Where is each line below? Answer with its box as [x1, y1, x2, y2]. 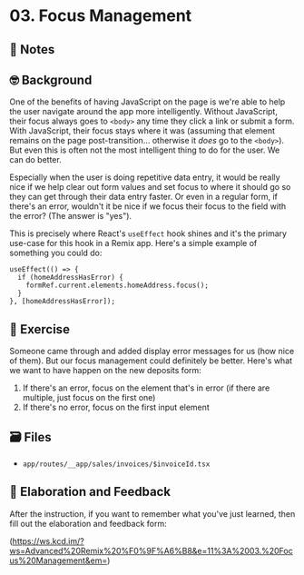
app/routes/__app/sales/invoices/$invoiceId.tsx [22, 460, 211, 469]
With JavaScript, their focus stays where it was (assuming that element [9, 125, 275, 136]
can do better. [9, 154, 62, 165]
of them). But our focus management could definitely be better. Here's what [9, 355, 293, 366]
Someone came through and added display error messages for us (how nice [9, 346, 295, 357]
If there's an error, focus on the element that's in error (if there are [22, 382, 270, 393]
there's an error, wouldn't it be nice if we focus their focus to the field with [9, 201, 287, 212]
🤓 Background [9, 72, 93, 87]
